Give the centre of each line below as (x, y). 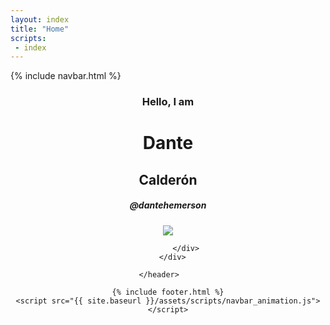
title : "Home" (40, 29)
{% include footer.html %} (168, 292)
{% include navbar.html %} (66, 76)
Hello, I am (168, 102)
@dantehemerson (168, 205)
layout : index (40, 19)
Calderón (168, 179)
